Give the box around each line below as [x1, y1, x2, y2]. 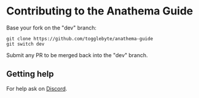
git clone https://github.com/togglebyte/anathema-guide [6, 35, 153, 41]
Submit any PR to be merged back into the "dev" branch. [6, 51, 148, 58]
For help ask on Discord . [6, 85, 68, 92]
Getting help [6, 69, 54, 79]
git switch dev [6, 41, 45, 47]
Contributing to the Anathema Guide [6, 4, 194, 18]
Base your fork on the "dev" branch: [6, 24, 97, 31]
